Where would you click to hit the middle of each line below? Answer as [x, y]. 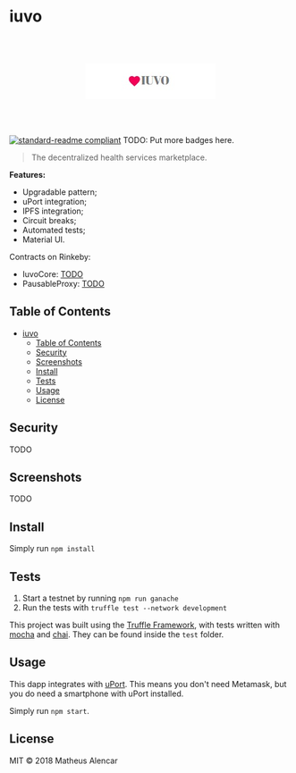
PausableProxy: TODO [63, 283]
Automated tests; [54, 230]
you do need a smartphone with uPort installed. [97, 693]
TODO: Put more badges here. [178, 139]
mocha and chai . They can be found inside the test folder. [117, 634]
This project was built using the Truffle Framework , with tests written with [144, 625]
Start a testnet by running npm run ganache [100, 598]
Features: [28, 174]
